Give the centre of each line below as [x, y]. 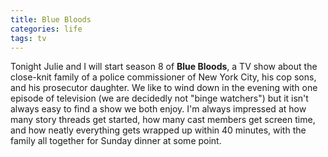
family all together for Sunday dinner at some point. [116, 141]
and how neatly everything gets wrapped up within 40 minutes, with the [158, 130]
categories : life [46, 29]
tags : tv [28, 38]
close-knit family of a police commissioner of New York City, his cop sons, [163, 77]
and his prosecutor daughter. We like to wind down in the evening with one [164, 88]
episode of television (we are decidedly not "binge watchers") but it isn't [159, 98]
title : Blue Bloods [51, 19]
